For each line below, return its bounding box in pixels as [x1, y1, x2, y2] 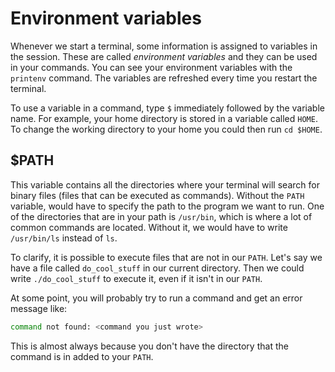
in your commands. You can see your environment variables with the [10, 61, 293, 73]
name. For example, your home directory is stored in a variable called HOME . [10, 112, 318, 124]
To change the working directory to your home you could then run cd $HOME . [10, 123, 323, 135]
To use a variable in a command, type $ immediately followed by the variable [10, 102, 325, 114]
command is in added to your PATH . [10, 350, 154, 362]
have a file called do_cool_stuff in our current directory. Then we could [10, 262, 305, 274]
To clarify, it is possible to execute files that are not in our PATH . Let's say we [10, 251, 323, 263]
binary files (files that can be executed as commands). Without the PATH [10, 189, 305, 201]
